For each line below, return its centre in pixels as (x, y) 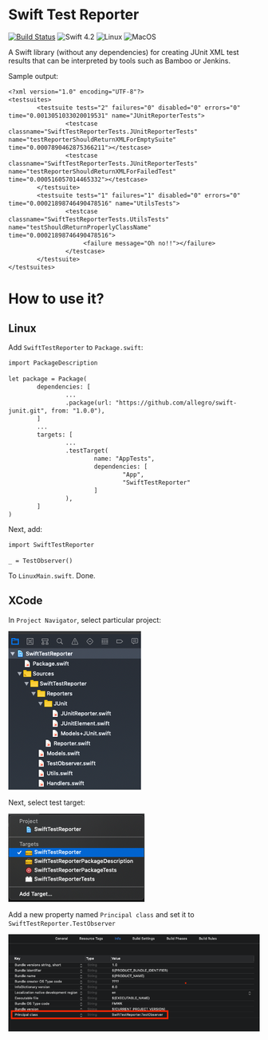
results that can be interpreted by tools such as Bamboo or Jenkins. (120, 61)
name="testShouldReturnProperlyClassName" (80, 227)
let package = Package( (48, 379)
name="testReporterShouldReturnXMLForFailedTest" (93, 171)
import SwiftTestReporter (51, 545)
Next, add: (25, 529)
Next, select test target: (47, 802)
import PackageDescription (53, 363)
